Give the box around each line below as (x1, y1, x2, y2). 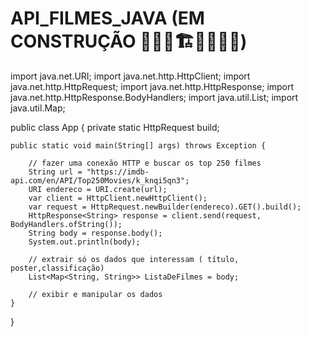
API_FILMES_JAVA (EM (10, 7, 205, 30)
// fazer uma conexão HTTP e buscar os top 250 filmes (28, 158, 262, 168)
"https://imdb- (86, 167, 150, 177)
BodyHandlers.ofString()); (10, 219, 123, 229)
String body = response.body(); (28, 228, 163, 238)
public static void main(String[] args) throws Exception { (10, 140, 267, 151)
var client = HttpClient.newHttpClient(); (28, 193, 208, 203)
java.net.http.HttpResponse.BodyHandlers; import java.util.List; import (10, 91, 299, 103)
